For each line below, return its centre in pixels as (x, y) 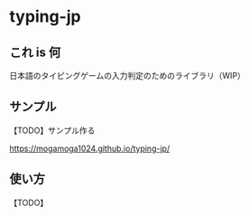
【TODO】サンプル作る (52, 130)
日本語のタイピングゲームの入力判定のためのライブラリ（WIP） (128, 75)
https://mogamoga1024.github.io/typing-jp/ (90, 148)
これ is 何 (35, 52)
